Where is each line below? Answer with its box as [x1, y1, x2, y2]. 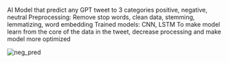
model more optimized [7, 35, 71, 43]
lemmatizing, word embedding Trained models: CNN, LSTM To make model [7, 21, 220, 28]
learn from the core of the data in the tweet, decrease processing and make [7, 27, 222, 36]
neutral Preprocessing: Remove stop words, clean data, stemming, [7, 13, 195, 21]
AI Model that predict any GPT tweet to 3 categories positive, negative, [7, 6, 208, 14]
